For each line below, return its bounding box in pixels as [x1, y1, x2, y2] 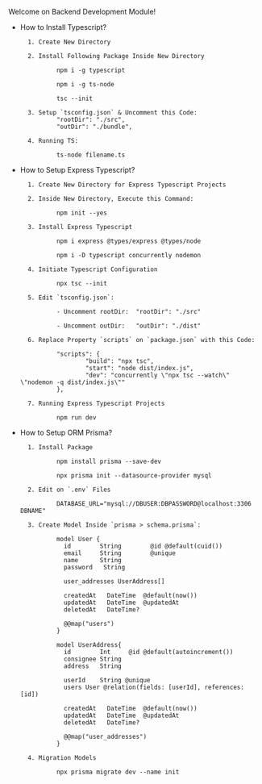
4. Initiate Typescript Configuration [27, 265, 158, 273]
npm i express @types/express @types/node [56, 237, 202, 245]
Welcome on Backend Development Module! [8, 7, 156, 16]
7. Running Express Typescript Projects [27, 399, 165, 407]
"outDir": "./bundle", [56, 123, 133, 131]
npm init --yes [56, 209, 107, 217]
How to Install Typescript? [19, 23, 107, 31]
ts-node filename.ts [56, 151, 126, 159]
